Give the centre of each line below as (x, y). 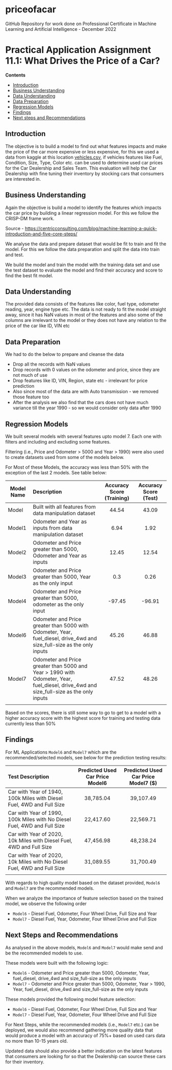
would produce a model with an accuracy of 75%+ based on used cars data (85, 1035)
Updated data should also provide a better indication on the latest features (84, 1050)
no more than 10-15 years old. (37, 1041)
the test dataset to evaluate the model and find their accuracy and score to (84, 270)
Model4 (17, 601)
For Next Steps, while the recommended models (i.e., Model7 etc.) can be (82, 1024)
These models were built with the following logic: (57, 963)
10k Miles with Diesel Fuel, (40, 840)
